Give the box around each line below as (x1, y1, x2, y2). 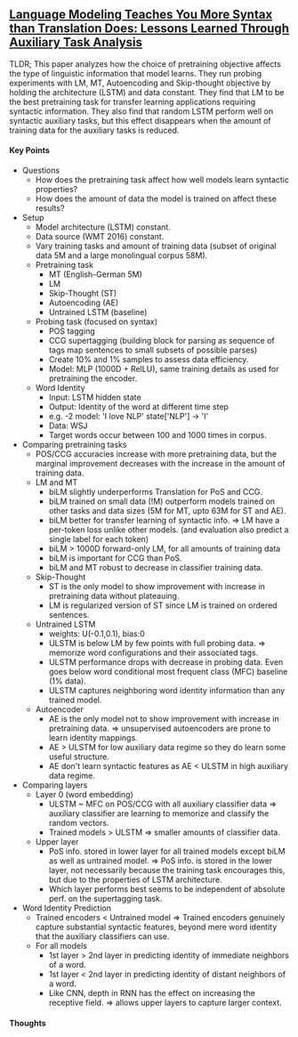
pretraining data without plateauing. (48, 591, 180, 602)
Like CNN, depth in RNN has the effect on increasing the (48, 988, 255, 999)
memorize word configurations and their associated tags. (48, 647, 259, 658)
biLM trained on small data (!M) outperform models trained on (48, 496, 276, 506)
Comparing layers (21, 780, 88, 790)
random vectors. (48, 818, 109, 829)
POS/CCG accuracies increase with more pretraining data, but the (35, 449, 278, 459)
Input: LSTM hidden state (48, 392, 141, 403)
